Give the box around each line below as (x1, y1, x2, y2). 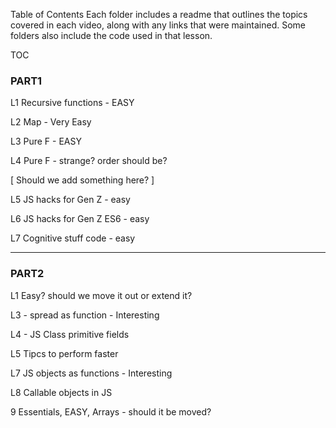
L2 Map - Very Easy (10, 116, 92, 128)
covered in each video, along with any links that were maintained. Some (10, 19, 307, 31)
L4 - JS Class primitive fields (10, 328, 130, 340)
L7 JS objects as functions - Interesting (10, 367, 173, 379)
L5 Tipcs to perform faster (10, 347, 119, 359)
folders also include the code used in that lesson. (10, 30, 213, 41)
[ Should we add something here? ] (10, 174, 155, 186)
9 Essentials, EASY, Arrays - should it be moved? (10, 405, 212, 418)
